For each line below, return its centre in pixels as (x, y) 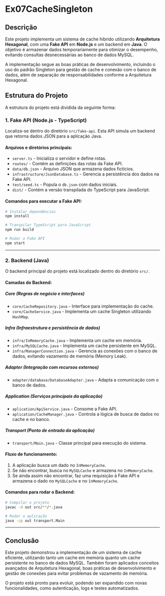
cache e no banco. (31, 419)
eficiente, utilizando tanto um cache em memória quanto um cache (73, 558)
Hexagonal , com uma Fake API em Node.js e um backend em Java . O (76, 44)
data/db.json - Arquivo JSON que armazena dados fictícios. (73, 169)
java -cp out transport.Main (35, 521)
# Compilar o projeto (27, 502)
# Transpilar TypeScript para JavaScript (48, 225)
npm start (15, 243)
